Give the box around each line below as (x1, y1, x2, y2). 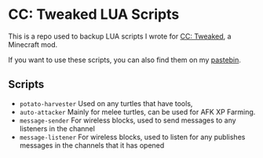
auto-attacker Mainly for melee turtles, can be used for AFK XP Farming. (19, 107, 256, 116)
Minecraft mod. (8, 39, 58, 49)
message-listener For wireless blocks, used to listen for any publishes (19, 132, 246, 141)
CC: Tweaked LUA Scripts (8, 6, 180, 24)
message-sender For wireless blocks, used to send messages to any (19, 116, 237, 125)
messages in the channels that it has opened (19, 140, 165, 150)
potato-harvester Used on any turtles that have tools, (19, 98, 193, 108)
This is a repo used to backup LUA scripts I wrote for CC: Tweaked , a (8, 31, 232, 41)
